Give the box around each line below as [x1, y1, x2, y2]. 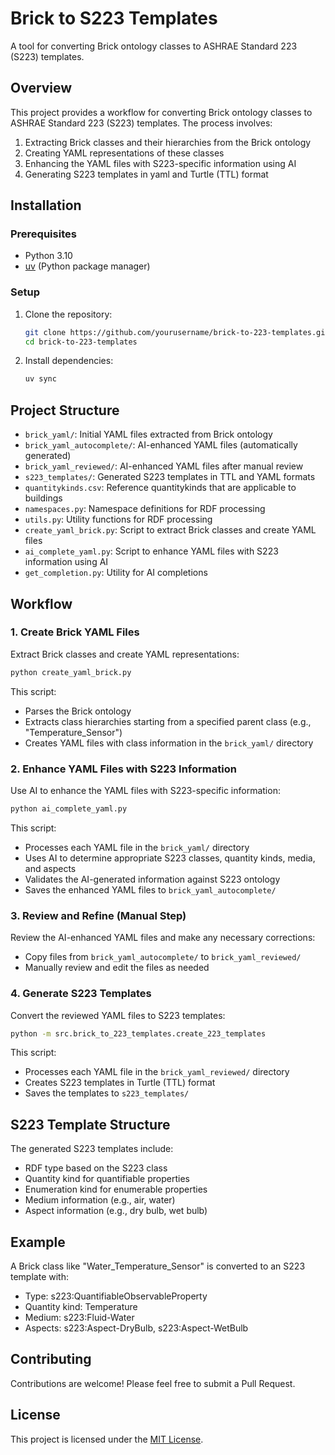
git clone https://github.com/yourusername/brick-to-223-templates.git [24, 327, 330, 337]
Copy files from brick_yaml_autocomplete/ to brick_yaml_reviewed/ [24, 951, 302, 963]
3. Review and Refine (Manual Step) [10, 908, 187, 922]
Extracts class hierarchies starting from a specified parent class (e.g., [24, 715, 312, 727]
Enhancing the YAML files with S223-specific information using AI [24, 157, 297, 169]
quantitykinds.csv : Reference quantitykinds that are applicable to [24, 482, 297, 494]
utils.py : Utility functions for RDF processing [24, 513, 213, 526]
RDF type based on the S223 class [24, 1162, 168, 1174]
